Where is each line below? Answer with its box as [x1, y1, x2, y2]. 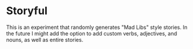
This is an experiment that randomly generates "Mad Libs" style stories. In [6, 24, 188, 31]
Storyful [6, 4, 48, 18]
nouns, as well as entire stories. [6, 36, 84, 43]
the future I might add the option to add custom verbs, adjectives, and [6, 30, 177, 37]
